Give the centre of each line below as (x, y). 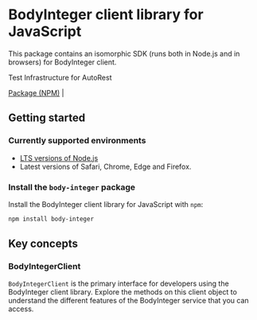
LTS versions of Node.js (59, 158)
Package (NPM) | (36, 92)
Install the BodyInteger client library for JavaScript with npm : (106, 204)
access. (21, 309)
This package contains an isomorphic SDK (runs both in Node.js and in (124, 53)
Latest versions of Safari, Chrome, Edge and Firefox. (105, 166)
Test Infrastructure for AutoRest (60, 77)
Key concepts (43, 244)
